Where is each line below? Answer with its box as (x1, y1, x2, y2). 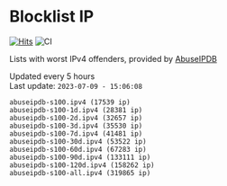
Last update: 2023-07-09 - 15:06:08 (9, 80, 142, 91)
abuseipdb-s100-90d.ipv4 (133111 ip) (9, 153, 151, 162)
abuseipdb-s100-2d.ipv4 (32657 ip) (9, 113, 143, 122)
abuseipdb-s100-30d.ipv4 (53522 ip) (9, 137, 147, 146)
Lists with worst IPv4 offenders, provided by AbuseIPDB (9, 53, 218, 64)
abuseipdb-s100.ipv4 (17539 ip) (9, 97, 131, 107)
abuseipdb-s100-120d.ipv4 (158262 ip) (9, 160, 155, 170)
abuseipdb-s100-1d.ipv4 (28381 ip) (9, 105, 143, 114)
